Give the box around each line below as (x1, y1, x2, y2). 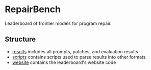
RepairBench (5, 4, 61, 15)
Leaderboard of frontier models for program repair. (5, 20, 112, 26)
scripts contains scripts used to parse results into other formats (12, 54, 146, 60)
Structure (5, 35, 36, 44)
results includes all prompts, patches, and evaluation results (12, 48, 139, 54)
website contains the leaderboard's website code (12, 59, 116, 65)
